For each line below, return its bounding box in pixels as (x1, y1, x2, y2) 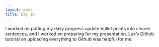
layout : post (5, 7, 33, 12)
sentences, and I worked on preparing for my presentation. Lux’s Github (5, 31, 154, 37)
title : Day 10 (5, 12, 35, 17)
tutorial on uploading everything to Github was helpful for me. (5, 36, 133, 42)
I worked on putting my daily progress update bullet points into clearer (5, 25, 151, 31)
